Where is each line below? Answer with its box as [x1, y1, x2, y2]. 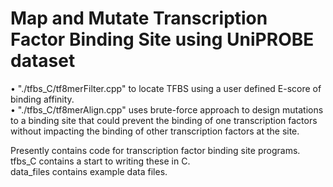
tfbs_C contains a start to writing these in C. [10, 155, 191, 167]
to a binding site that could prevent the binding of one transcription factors [10, 114, 318, 126]
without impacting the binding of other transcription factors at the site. [10, 125, 300, 137]
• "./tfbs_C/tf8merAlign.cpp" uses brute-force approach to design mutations [10, 103, 324, 116]
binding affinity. [10, 93, 75, 105]
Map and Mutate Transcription [10, 7, 268, 30]
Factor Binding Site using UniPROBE [10, 28, 315, 51]
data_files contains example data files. [10, 165, 168, 177]
